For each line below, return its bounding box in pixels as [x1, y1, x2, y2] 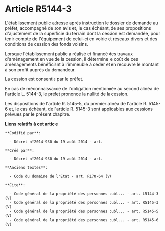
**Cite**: [5, 182, 26, 187]
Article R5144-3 [5, 3, 72, 15]
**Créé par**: [5, 148, 35, 153]
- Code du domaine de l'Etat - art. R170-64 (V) [9, 174, 112, 179]
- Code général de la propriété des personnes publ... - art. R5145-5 [9, 209, 159, 214]
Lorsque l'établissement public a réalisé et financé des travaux [5, 51, 133, 57]
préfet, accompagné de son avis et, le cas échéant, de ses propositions [5, 25, 151, 31]
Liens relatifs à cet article [5, 121, 58, 127]
